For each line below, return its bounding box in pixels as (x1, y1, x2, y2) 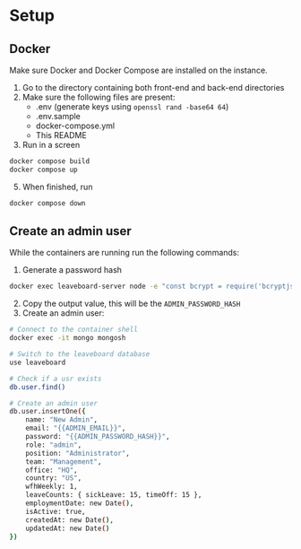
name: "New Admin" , (25, 415, 99, 424)
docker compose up (9, 165, 78, 174)
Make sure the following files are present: (21, 91, 176, 102)
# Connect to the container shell (9, 325, 139, 335)
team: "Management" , (25, 457, 102, 466)
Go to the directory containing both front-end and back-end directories (21, 83, 285, 92)
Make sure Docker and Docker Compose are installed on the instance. (9, 65, 268, 75)
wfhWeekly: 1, (25, 482, 78, 492)
